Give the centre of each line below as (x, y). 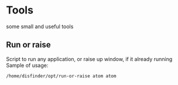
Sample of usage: (27, 65)
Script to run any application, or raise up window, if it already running (89, 59)
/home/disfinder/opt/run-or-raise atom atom (61, 76)
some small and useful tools (40, 26)
